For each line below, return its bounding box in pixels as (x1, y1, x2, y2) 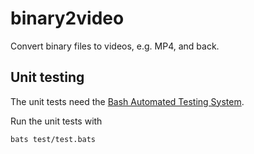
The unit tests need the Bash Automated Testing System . (10, 95, 245, 107)
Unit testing (10, 69, 85, 86)
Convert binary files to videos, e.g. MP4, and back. (10, 40, 220, 52)
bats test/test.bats (10, 134, 97, 144)
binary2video (10, 7, 125, 30)
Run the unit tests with (10, 115, 103, 127)
